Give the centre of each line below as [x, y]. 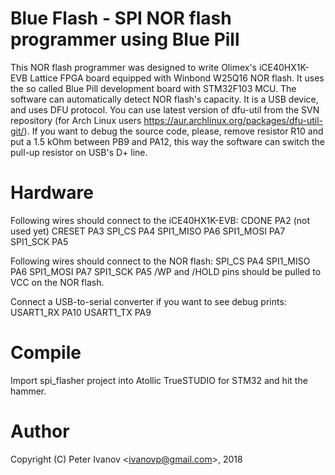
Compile [46, 353]
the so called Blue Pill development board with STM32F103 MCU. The [153, 88]
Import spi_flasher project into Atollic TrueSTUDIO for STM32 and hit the [159, 380]
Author [40, 431]
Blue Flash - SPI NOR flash [121, 18]
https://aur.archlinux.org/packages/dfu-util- [233, 120]
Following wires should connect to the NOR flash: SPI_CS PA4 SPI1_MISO [160, 261]
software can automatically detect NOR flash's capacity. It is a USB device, [164, 99]
